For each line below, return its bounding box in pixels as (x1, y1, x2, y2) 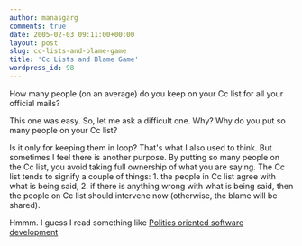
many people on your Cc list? (9, 124, 118, 135)
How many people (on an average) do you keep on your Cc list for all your (9, 87, 284, 99)
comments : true (9, 22, 67, 31)
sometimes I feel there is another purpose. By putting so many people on (9, 151, 280, 162)
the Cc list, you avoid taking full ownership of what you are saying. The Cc (9, 161, 286, 172)
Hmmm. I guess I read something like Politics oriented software (9, 217, 244, 228)
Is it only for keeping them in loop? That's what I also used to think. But (9, 141, 272, 153)
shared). (9, 199, 41, 210)
